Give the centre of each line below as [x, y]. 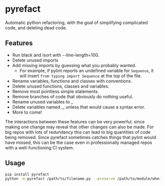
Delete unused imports [35, 60]
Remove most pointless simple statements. [55, 91]
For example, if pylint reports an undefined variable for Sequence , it [86, 70]
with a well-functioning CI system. [40, 147]
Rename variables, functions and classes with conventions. [72, 81]
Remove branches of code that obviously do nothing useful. [73, 96]
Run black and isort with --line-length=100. [56, 55]
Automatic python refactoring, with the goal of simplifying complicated [77, 23]
